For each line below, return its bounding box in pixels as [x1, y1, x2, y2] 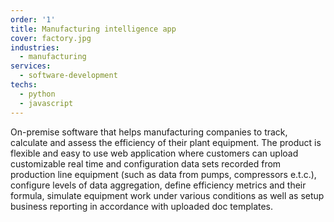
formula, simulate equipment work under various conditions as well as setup [10, 189, 325, 201]
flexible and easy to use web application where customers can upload [10, 147, 299, 159]
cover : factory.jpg [10, 33, 92, 43]
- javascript [19, 98, 74, 108]
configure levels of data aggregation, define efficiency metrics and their [10, 179, 307, 191]
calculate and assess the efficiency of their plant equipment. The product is [10, 136, 322, 148]
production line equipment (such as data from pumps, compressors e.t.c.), [10, 168, 317, 180]
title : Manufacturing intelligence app [10, 24, 177, 34]
